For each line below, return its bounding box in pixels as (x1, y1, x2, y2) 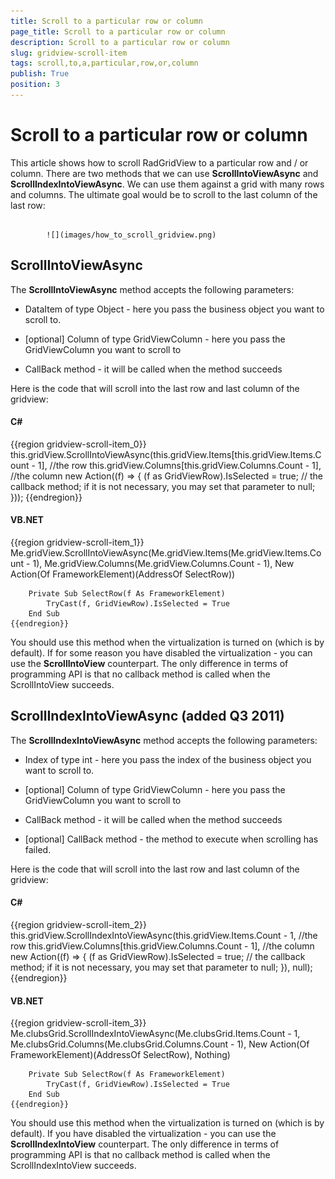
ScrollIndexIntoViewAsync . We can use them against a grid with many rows (10, 178, 325, 190)
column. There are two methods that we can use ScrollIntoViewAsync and (10, 167, 319, 179)
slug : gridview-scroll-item (10, 48, 128, 58)
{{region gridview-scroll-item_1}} (10, 536, 145, 549)
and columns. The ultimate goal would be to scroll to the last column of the (10, 188, 318, 200)
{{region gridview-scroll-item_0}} (10, 438, 147, 450)
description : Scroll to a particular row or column (10, 37, 230, 47)
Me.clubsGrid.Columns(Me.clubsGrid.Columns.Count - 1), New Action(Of (10, 1038, 310, 1050)
